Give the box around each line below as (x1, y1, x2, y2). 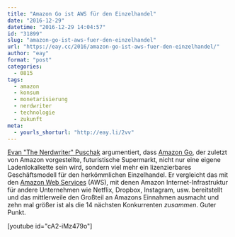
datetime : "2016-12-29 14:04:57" (7, 23, 106, 30)
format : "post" (7, 57, 52, 64)
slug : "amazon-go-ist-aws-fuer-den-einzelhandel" (7, 37, 157, 44)
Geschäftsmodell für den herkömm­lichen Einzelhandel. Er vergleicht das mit (7, 170, 229, 179)
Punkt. (7, 208, 26, 216)
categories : (7, 63, 42, 70)
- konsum (13, 89, 40, 96)
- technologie (13, 109, 55, 116)
